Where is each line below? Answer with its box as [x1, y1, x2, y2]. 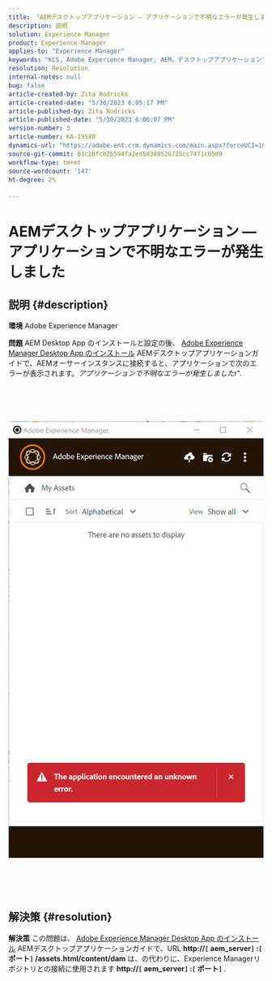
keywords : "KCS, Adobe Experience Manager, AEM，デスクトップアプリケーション [8, 56, 262, 64]
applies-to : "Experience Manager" [8, 47, 125, 56]
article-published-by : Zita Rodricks [8, 107, 136, 115]
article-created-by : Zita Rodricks [8, 90, 129, 98]
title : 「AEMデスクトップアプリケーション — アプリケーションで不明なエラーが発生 [8, 13, 254, 21]
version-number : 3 [8, 124, 70, 133]
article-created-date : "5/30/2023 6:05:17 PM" [8, 98, 168, 107]
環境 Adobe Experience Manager [8, 321, 119, 331]
